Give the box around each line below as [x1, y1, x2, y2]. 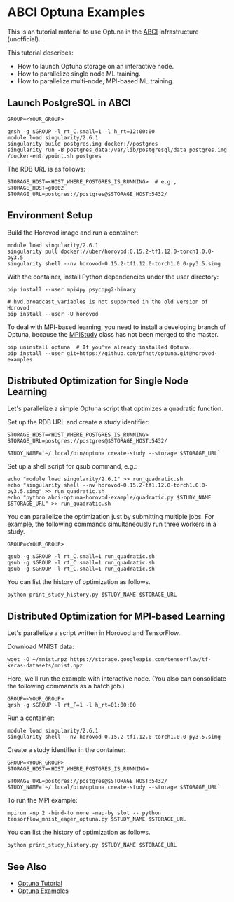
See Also [7, 861, 47, 873]
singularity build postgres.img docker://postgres [7, 140, 158, 147]
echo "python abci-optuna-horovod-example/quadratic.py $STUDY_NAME [7, 494, 212, 501]
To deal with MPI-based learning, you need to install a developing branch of [7, 323, 226, 331]
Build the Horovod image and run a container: [7, 228, 139, 237]
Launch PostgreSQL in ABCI [7, 97, 131, 109]
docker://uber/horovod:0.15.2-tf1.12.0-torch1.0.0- [60, 248, 215, 255]
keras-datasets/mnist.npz [7, 662, 83, 669]
